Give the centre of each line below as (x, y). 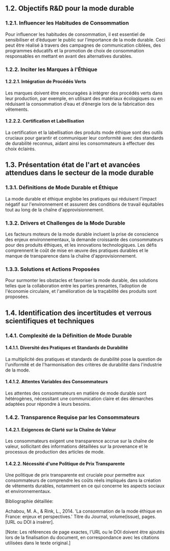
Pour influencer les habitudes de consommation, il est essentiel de (75, 34)
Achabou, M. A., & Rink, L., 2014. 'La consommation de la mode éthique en (84, 511)
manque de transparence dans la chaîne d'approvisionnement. (71, 256)
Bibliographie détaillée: (29, 501)
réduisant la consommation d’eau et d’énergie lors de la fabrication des (80, 104)
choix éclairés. (21, 149)
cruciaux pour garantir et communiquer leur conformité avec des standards (84, 138)
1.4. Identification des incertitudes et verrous (79, 313)
